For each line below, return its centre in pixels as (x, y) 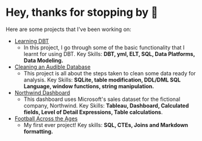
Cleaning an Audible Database (52, 67)
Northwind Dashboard (42, 92)
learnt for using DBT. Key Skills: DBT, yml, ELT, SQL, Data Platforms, (109, 53)
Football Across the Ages (46, 119)
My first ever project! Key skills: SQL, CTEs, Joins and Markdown (106, 125)
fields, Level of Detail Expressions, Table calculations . (93, 112)
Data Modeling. (44, 60)
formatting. (38, 131)
